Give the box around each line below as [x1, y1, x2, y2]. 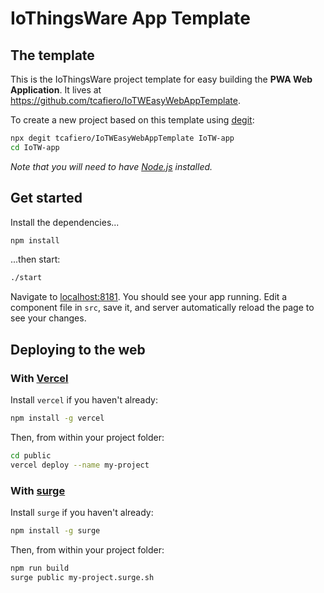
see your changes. [10, 312, 87, 324]
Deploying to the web [10, 341, 146, 358]
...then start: [10, 253, 61, 266]
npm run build [10, 563, 70, 573]
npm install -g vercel [10, 413, 105, 423]
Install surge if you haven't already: [10, 506, 154, 518]
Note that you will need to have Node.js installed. [10, 160, 213, 172]
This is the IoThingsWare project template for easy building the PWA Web [10, 73, 313, 85]
